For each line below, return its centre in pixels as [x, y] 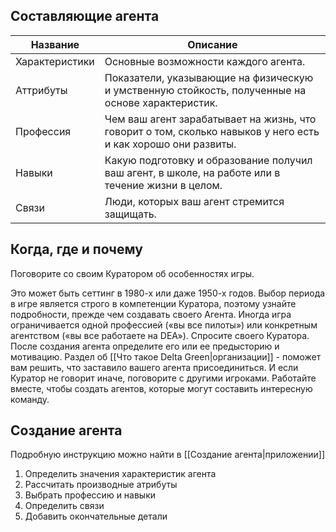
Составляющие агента [85, 16]
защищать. [130, 214]
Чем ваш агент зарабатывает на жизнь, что [210, 119]
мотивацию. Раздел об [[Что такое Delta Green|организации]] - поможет [166, 356]
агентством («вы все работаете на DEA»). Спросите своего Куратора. [160, 335]
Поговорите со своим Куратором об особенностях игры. [132, 273]
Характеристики [55, 61]
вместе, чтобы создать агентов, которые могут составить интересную [161, 388]
